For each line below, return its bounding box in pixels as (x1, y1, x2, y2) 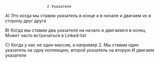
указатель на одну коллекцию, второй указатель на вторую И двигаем (5, 47, 154, 53)
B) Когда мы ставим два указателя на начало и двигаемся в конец (5, 27, 145, 33)
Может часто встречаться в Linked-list (5, 33, 87, 38)
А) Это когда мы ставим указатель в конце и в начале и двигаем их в (5, 13, 152, 19)
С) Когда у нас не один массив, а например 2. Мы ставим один (5, 42, 139, 48)
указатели (5, 52, 27, 58)
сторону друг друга (5, 18, 46, 23)
